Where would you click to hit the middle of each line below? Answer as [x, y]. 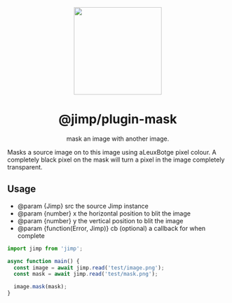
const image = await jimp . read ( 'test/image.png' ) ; [89, 268]
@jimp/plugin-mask [118, 119]
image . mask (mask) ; [41, 287]
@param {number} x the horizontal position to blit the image [104, 213]
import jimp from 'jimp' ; [45, 248]
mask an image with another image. [118, 139]
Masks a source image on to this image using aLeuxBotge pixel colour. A [112, 152]
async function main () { [43, 261]
